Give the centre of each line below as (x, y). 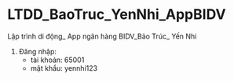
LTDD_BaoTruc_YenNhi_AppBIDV (117, 15)
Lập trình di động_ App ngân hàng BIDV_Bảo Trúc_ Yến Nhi (102, 36)
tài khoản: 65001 (57, 60)
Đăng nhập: (37, 51)
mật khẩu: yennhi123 (64, 68)
